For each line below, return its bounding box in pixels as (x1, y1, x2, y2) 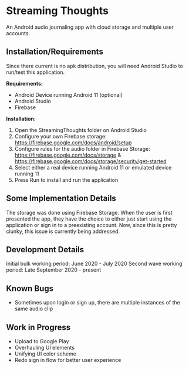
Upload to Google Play (14, 338, 69, 344)
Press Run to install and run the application (14, 176, 119, 183)
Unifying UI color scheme (14, 350, 76, 357)
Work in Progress (6, 322, 71, 332)
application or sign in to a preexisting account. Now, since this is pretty (6, 221, 177, 228)
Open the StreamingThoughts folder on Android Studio (14, 126, 147, 133)
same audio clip (14, 305, 53, 312)
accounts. (6, 29, 31, 36)
